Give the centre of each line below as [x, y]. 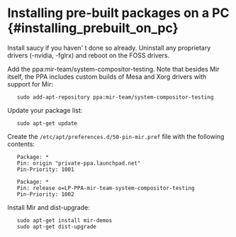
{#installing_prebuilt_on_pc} [93, 28]
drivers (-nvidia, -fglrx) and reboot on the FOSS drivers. [89, 55]
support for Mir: [30, 84]
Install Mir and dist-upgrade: [49, 207]
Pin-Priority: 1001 [45, 169]
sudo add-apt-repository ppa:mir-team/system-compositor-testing [115, 97]
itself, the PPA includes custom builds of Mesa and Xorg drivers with [107, 77]
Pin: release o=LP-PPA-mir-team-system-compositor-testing [106, 188]
